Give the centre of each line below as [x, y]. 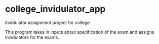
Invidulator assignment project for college [47, 22]
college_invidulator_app [55, 9]
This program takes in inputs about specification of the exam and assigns [80, 32]
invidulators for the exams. [32, 37]
